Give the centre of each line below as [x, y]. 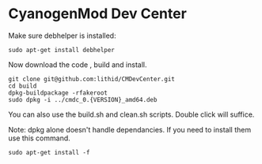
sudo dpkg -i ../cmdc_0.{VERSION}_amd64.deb [83, 99]
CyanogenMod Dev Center [98, 14]
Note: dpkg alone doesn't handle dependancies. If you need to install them [130, 129]
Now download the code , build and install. [78, 65]
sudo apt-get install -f [49, 152]
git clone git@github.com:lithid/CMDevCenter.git [92, 79]
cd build [23, 86]
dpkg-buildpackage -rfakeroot [58, 93]
